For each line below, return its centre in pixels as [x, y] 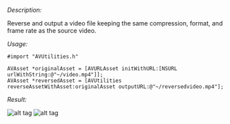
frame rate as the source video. [52, 31]
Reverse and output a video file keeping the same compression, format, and [115, 23]
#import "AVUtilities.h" [43, 56]
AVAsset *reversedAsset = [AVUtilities [65, 81]
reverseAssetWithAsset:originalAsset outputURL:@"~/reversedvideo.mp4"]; [116, 87]
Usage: [18, 44]
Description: [25, 10]
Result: [17, 100]
